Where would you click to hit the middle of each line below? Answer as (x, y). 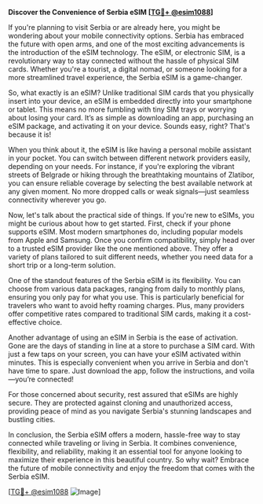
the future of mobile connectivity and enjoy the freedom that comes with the (131, 468)
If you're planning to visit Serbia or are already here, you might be (114, 27)
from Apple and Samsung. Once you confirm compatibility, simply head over (131, 240)
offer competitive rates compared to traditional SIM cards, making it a (121, 314)
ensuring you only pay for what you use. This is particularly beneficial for (126, 297)
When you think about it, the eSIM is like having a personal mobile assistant (130, 150)
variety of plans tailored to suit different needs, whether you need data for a (131, 257)
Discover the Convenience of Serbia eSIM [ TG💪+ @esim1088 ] (111, 12)
